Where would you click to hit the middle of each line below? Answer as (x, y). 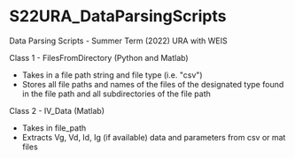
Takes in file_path (54, 128)
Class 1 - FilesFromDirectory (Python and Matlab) (99, 57)
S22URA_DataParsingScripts (118, 16)
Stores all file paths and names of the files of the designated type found (153, 84)
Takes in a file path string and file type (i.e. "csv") (112, 75)
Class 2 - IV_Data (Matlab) (57, 110)
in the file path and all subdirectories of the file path (116, 94)
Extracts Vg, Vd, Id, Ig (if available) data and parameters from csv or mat (154, 137)
